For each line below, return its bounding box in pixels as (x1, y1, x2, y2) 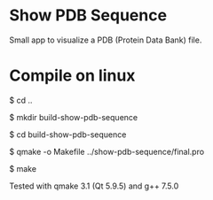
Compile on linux (9, 65, 136, 86)
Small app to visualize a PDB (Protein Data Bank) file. (9, 35, 202, 45)
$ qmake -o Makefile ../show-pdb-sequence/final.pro (9, 146, 205, 157)
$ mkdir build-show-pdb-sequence (9, 112, 138, 122)
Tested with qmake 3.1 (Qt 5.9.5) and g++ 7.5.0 (9, 181, 179, 191)
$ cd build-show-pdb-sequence (9, 129, 127, 140)
